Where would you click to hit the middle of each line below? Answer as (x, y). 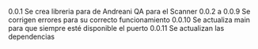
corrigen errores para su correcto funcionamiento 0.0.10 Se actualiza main (129, 20)
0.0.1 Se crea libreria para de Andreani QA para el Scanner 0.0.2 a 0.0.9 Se (129, 11)
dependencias (32, 36)
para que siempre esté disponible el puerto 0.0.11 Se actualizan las (116, 28)
